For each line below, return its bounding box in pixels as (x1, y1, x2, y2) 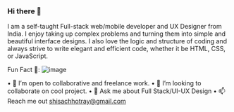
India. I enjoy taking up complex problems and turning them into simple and (7, 29, 226, 38)
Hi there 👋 (7, 6, 42, 16)
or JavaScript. (7, 52, 48, 60)
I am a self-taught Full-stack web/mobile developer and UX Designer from (7, 22, 222, 31)
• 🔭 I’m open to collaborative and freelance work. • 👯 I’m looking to (7, 79, 202, 87)
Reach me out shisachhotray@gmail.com (7, 97, 127, 106)
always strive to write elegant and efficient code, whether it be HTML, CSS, (7, 45, 226, 53)
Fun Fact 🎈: (7, 66, 40, 74)
